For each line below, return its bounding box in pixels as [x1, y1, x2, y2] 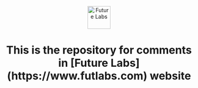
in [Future [58, 56, 108, 70]
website [149, 69, 191, 83]
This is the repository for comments [6, 43, 192, 57]
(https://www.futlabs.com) [7, 69, 148, 83]
